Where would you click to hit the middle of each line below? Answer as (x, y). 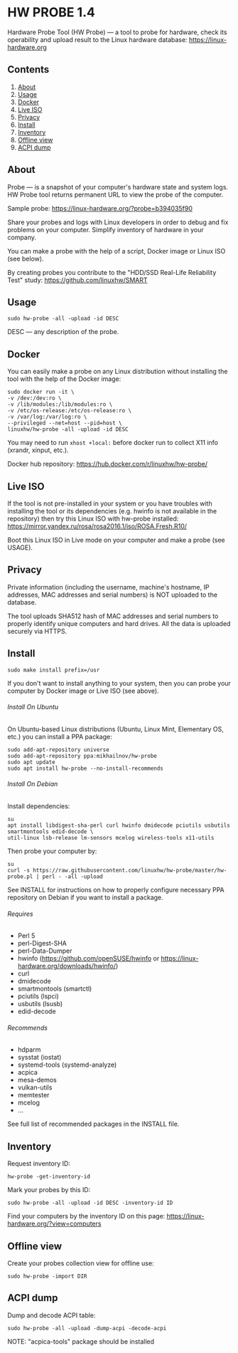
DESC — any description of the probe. (63, 332)
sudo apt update (31, 762)
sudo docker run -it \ (41, 392)
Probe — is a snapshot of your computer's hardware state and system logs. (118, 187)
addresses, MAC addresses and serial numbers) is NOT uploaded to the (113, 595)
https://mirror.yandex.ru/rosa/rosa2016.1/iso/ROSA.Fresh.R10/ (97, 526)
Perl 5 (26, 936)
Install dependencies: (39, 806)
